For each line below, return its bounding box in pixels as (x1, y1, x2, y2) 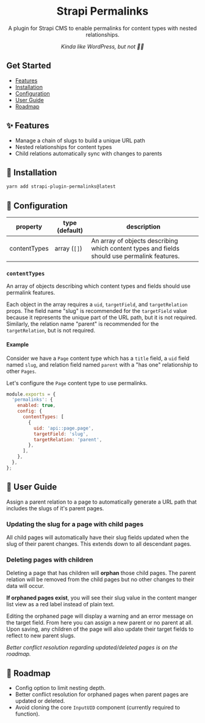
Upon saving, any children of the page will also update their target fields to (6, 625, 194, 633)
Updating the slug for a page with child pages (6, 519, 144, 528)
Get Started (6, 61, 51, 71)
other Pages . (6, 367, 37, 375)
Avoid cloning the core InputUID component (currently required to (15, 704, 181, 711)
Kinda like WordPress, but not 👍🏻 (60, 43, 145, 50)
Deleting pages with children (6, 555, 93, 563)
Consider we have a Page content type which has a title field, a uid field (6, 354, 190, 362)
